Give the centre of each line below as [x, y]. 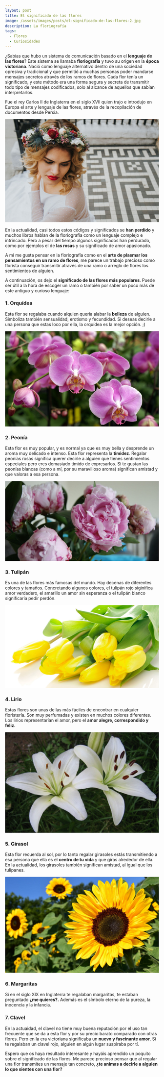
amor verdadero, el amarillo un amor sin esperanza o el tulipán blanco [75, 593]
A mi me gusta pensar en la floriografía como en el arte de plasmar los [76, 255]
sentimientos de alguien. [30, 271]
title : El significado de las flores [43, 15]
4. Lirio [13, 699]
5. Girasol [17, 844]
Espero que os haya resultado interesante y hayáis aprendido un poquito [78, 1053]
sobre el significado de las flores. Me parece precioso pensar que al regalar [81, 1058]
